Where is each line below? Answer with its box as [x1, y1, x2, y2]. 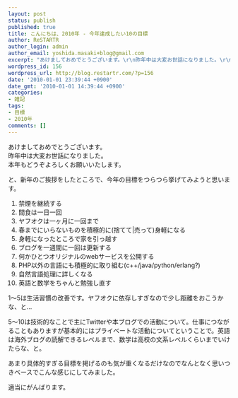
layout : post [8, 10, 47, 18]
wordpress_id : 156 [8, 63, 62, 70]
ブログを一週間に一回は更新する [18, 243, 112, 252]
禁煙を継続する [18, 199, 62, 207]
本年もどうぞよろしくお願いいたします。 [8, 160, 126, 168]
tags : [8, 103, 24, 110]
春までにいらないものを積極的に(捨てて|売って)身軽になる [18, 226, 186, 234]
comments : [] [8, 122, 47, 129]
